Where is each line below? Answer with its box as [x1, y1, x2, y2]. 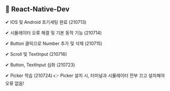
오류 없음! [5, 80, 24, 86]
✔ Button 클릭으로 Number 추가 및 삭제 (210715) [5, 40, 103, 46]
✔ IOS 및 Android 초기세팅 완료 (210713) [5, 19, 87, 25]
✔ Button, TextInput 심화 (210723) [5, 61, 75, 68]
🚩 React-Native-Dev [5, 5, 70, 14]
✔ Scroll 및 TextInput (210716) [5, 51, 67, 57]
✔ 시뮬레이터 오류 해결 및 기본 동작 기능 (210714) [5, 30, 102, 36]
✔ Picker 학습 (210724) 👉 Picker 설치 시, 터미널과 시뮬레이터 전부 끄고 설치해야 [5, 72, 165, 78]
